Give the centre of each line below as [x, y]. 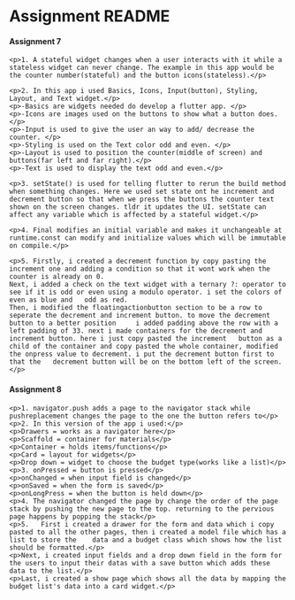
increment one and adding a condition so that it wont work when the [140, 269]
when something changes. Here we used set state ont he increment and [142, 192]
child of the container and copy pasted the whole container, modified [144, 347]
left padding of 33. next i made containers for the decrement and [136, 331]
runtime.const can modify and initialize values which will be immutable [148, 238]
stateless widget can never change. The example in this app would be [142, 68]
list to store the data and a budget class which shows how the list [146, 540]
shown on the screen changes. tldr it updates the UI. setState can [138, 207]
